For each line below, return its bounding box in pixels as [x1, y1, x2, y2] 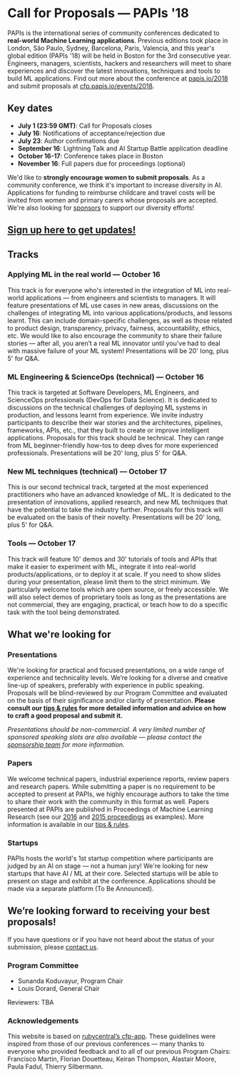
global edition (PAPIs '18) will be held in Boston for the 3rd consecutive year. [7, 51, 232, 60]
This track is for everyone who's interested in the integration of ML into [7, 285, 216, 294]
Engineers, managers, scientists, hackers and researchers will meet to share [7, 59, 232, 67]
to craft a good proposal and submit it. [7, 711, 123, 720]
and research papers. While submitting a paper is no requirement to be [7, 782, 215, 790]
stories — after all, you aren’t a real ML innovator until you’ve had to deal [7, 339, 221, 347]
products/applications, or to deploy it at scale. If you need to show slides [7, 569, 221, 579]
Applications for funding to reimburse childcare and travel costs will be [7, 188, 215, 197]
